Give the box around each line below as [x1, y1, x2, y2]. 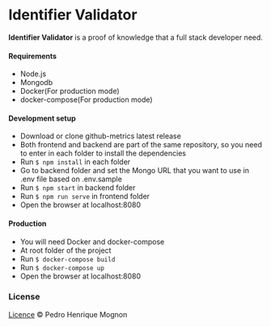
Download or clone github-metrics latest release [19, 131, 182, 141]
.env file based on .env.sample [19, 174, 123, 184]
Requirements [8, 51, 57, 61]
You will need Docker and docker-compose [19, 236, 165, 246]
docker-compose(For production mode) [19, 95, 153, 104]
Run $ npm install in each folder [19, 157, 131, 167]
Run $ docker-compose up [19, 262, 105, 272]
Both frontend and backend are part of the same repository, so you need [19, 140, 263, 150]
